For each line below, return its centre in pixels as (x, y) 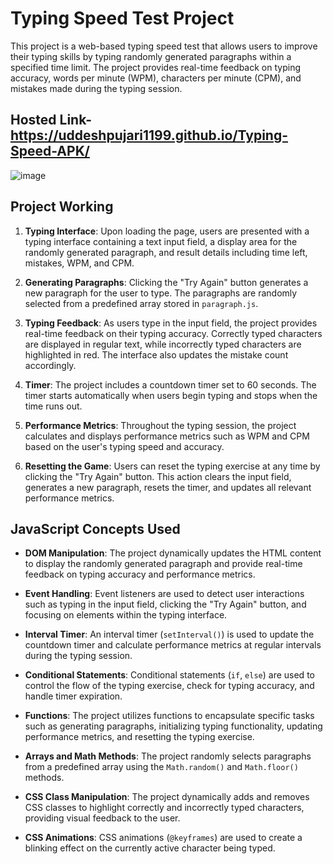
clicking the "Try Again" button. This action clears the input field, (158, 476)
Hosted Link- (51, 120)
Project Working (62, 207)
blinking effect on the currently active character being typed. (150, 848)
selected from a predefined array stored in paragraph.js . (141, 303)
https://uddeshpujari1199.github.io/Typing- (149, 135)
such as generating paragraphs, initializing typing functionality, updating (173, 726)
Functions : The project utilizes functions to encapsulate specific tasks (169, 716)
